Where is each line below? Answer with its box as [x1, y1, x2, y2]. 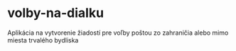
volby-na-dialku [7, 5, 104, 21]
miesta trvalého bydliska [7, 35, 79, 44]
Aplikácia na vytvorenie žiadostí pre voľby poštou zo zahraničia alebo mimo [7, 28, 229, 37]
